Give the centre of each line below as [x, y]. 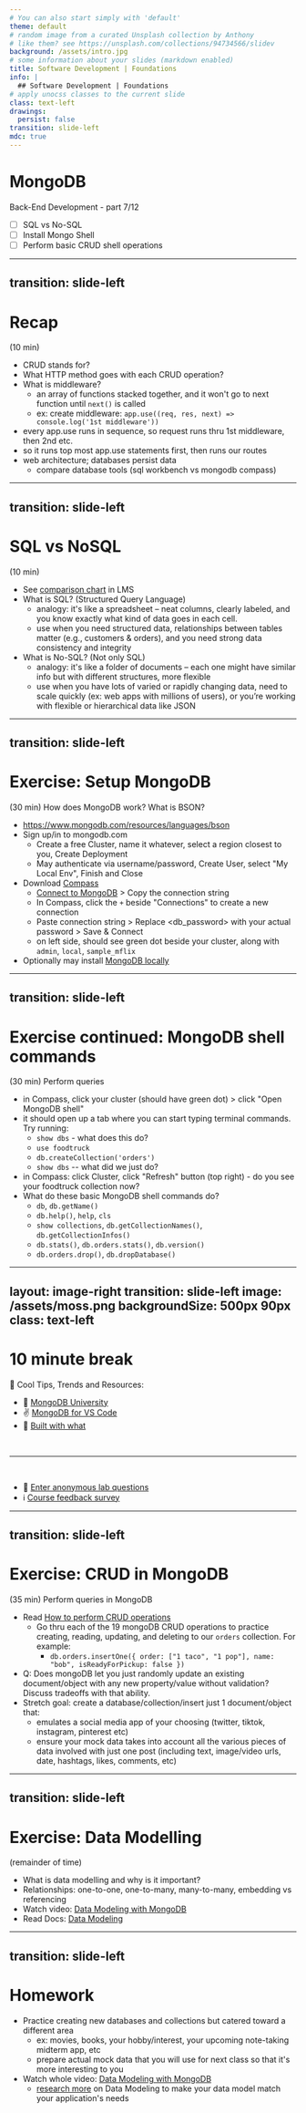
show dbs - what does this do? [92, 1138]
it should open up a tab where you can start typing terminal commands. [157, 1119]
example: [53, 1646]
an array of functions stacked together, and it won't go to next [153, 394]
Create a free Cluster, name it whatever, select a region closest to [159, 844]
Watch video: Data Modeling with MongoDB [104, 1909]
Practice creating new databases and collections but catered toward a [154, 2020]
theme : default [38, 26]
